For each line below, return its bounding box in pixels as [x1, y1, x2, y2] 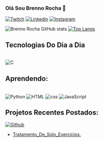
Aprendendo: [5, 74, 48, 83]
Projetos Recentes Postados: [5, 108, 99, 117]
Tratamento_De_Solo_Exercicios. [12, 131, 81, 137]
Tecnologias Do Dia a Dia [5, 41, 85, 49]
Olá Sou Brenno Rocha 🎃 [5, 5, 66, 12]
